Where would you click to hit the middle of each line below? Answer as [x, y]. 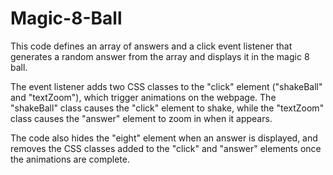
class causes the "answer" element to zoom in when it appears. [141, 118]
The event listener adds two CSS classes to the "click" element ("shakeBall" [166, 86]
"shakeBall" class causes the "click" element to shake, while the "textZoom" [167, 108]
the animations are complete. [70, 159]
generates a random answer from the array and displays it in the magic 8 [160, 56]
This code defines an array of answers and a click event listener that [151, 46]
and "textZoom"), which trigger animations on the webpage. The [143, 97]
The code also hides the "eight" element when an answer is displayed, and [164, 138]
